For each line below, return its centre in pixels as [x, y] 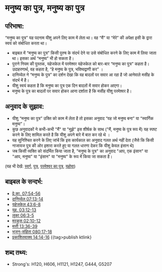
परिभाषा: [15, 26]
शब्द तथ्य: [16, 253]
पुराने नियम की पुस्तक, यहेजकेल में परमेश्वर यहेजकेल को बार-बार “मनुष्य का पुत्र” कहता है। [81, 64]
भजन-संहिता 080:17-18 [32, 232]
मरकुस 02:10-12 [26, 221]
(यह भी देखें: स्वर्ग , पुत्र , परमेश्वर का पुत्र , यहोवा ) [40, 166]
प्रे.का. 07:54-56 [26, 193]
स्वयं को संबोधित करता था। [26, 43]
